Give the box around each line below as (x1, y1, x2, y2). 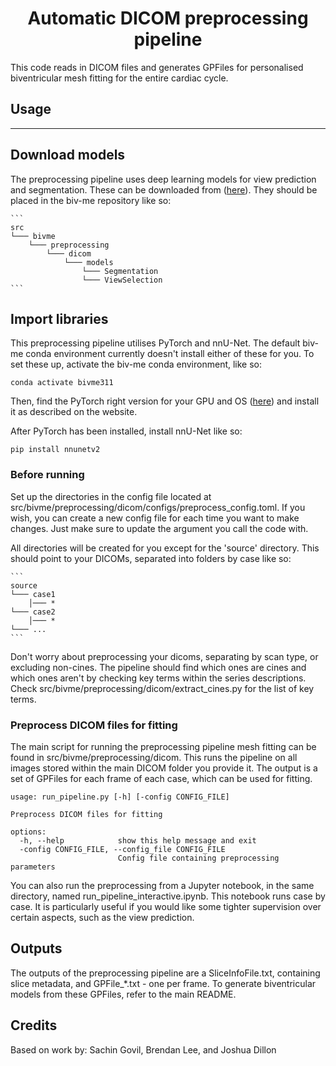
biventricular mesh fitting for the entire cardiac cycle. (10, 72, 229, 84)
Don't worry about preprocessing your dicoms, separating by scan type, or (10, 650, 319, 662)
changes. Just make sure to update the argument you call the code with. (10, 522, 309, 534)
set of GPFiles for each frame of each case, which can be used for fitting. (10, 772, 313, 784)
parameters (10, 862, 56, 872)
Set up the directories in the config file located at (10, 490, 212, 502)
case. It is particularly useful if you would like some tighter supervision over (10, 900, 322, 912)
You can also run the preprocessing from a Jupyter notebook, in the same (10, 879, 315, 891)
